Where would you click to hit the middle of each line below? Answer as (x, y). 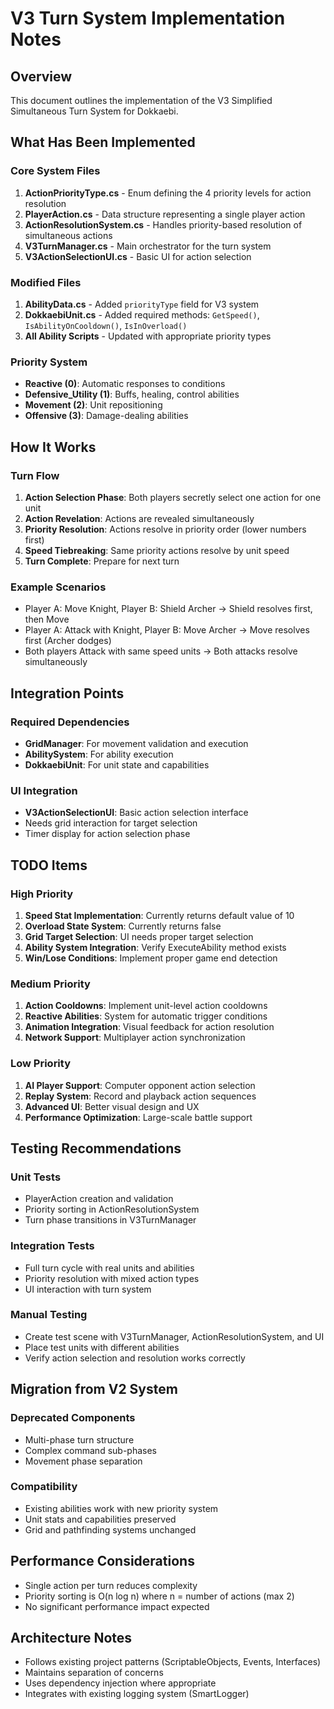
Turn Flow (35, 475)
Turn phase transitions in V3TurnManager (110, 1220)
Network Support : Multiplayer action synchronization (135, 1038)
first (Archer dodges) (68, 641)
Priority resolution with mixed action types (112, 1278)
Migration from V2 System (94, 1389)
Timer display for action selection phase (107, 834)
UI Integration (44, 790)
